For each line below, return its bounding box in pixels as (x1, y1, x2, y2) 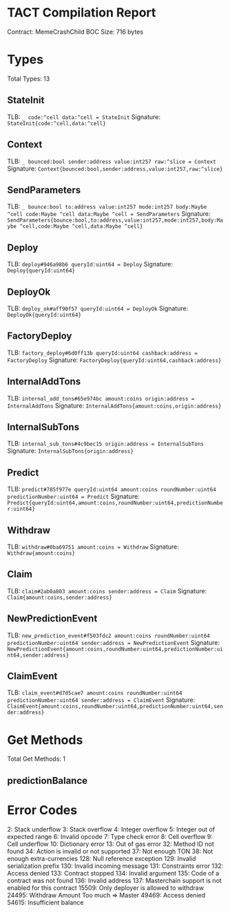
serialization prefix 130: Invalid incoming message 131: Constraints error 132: (7, 862, 224, 870)
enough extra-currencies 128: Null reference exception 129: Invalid (7, 854, 196, 862)
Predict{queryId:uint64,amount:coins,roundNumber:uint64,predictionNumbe (7, 500, 224, 507)
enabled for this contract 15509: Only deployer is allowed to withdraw (7, 883, 205, 892)
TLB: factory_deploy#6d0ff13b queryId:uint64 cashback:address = (7, 348, 198, 357)
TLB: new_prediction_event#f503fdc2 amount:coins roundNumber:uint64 (7, 631, 210, 639)
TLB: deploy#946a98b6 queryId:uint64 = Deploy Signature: (7, 260, 174, 268)
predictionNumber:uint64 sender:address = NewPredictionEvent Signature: (7, 638, 220, 646)
